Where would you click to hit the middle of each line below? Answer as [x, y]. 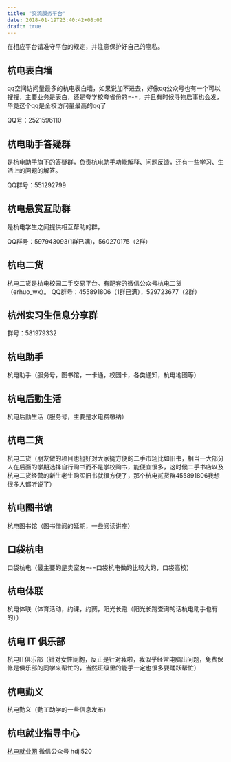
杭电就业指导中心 [43, 733]
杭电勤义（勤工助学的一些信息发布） [58, 709]
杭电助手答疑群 [39, 144]
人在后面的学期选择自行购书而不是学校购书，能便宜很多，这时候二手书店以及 [115, 467]
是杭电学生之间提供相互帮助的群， [55, 226]
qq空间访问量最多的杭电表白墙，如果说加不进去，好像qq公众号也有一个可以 [114, 88]
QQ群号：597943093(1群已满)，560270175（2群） [79, 241]
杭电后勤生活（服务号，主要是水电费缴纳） [67, 416]
